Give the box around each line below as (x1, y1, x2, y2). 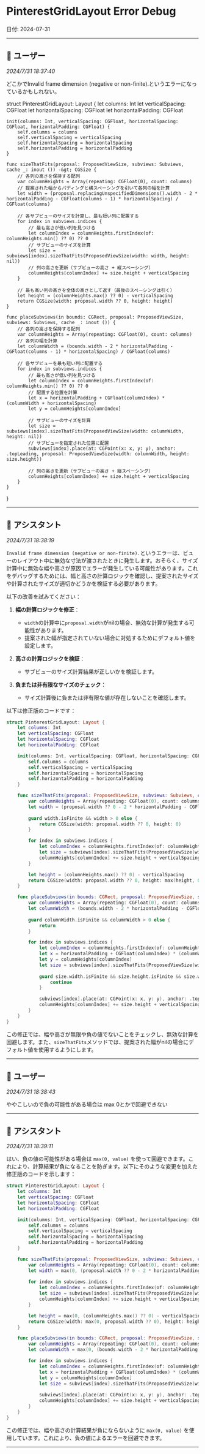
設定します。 (24, 642, 57, 649)
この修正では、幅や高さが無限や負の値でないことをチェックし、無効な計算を (6, 1031, 199, 1038)
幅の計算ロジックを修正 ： (15, 605, 80, 613)
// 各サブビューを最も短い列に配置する (17, 360, 103, 366)
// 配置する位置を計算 (28, 389, 77, 396)
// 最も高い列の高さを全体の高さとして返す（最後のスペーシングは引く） (17, 287, 175, 293)
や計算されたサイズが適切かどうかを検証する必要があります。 (6, 580, 161, 587)
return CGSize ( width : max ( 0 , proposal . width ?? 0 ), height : (28, 1319, 184, 1325)
